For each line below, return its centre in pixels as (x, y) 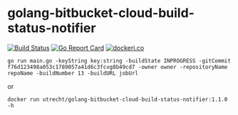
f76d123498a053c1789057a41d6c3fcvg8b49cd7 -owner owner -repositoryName (118, 67)
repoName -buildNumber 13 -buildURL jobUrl (73, 73)
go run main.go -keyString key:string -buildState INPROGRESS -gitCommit (119, 61)
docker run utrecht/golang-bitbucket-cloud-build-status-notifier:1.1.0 (118, 99)
